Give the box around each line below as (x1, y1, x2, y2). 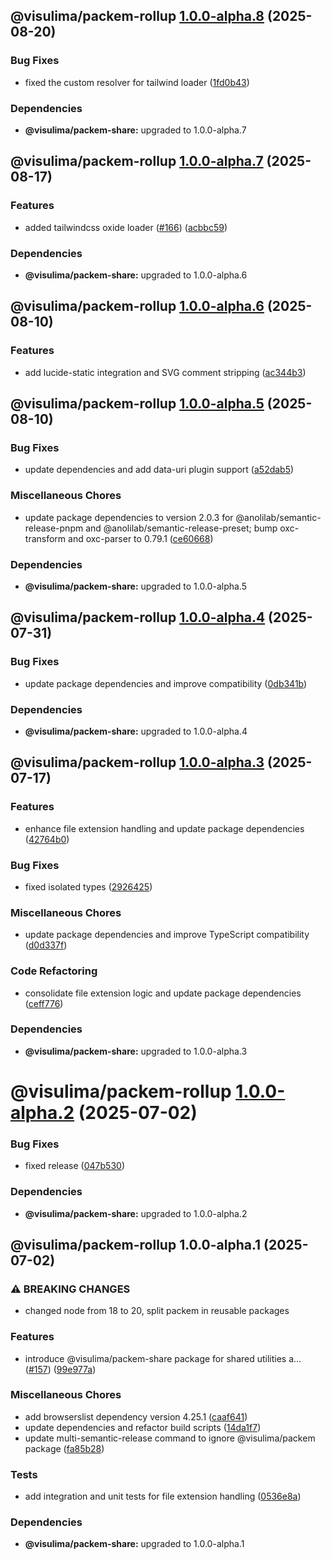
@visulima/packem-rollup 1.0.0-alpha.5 (10, 395, 265, 413)
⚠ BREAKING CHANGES (10, 1282, 131, 1296)
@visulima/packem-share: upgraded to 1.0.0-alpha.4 (24, 725, 248, 737)
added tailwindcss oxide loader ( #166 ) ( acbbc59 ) (24, 221, 228, 233)
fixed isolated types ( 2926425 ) (24, 880, 153, 893)
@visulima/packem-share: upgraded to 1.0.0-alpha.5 (24, 580, 247, 592)
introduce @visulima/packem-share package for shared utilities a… (24, 1352, 302, 1364)
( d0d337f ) (24, 939, 68, 951)
